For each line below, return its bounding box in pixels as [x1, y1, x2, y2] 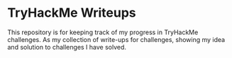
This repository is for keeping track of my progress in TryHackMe [7, 28, 199, 36]
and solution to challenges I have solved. [7, 43, 126, 51]
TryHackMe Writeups [7, 5, 136, 21]
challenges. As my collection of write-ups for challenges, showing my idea [7, 35, 226, 43]
